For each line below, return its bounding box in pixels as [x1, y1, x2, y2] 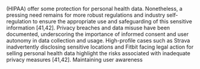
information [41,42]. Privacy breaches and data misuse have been [6, 24, 170, 31]
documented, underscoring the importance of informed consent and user [6, 31, 189, 38]
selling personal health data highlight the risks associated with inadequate [6, 50, 190, 56]
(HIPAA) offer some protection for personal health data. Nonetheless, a [6, 5, 183, 12]
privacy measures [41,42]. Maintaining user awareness [6, 56, 143, 63]
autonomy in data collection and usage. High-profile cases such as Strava [6, 37, 190, 44]
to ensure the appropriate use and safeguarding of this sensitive [32, 18, 192, 25]
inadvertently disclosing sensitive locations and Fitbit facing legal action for [6, 43, 194, 50]
